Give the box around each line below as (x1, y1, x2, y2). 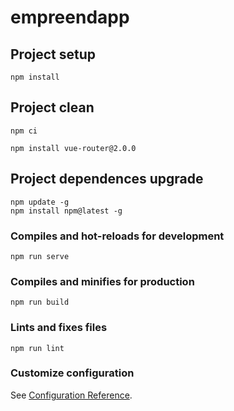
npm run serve (10, 251, 70, 261)
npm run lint (10, 343, 65, 353)
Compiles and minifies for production (10, 274, 195, 288)
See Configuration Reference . (10, 389, 133, 401)
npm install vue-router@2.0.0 (10, 143, 137, 153)
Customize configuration (10, 366, 135, 380)
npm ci (10, 126, 38, 136)
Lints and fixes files (10, 321, 108, 335)
